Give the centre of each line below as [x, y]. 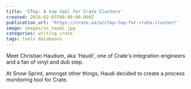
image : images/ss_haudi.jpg [41, 28]
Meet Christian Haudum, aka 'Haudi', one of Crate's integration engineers [96, 56]
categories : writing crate [39, 34]
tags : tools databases [34, 39]
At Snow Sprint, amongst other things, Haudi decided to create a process [95, 73]
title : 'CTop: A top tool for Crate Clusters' [65, 11]
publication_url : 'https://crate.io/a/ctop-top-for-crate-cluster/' [93, 22]
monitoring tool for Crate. [37, 80]
